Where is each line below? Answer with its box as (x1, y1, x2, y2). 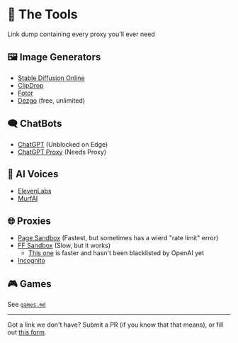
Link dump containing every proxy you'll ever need (7, 30, 156, 38)
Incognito (17, 257, 46, 265)
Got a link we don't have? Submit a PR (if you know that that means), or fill (7, 320, 224, 329)
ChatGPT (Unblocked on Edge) (17, 140, 108, 148)
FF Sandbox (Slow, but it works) (17, 241, 111, 250)
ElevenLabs (17, 187, 52, 196)
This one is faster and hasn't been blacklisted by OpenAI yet (28, 249, 204, 257)
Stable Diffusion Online (17, 74, 85, 82)
